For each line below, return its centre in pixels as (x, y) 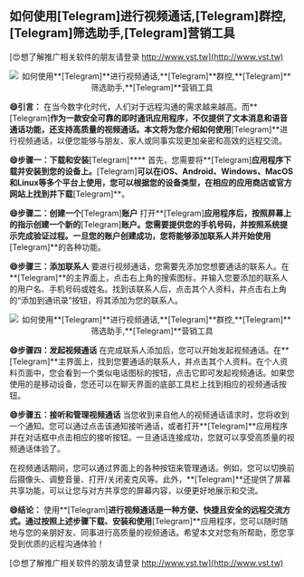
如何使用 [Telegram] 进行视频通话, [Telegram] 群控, (148, 16)
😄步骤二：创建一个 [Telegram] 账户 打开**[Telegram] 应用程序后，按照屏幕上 (151, 213)
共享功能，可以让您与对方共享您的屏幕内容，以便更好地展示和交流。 (136, 490)
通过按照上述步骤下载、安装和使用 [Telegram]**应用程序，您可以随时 (152, 521)
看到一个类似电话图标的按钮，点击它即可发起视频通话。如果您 (180, 372)
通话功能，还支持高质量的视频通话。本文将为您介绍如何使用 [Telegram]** (145, 129)
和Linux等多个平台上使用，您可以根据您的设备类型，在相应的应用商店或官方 (151, 182)
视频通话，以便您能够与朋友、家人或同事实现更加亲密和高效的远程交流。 (152, 140)
